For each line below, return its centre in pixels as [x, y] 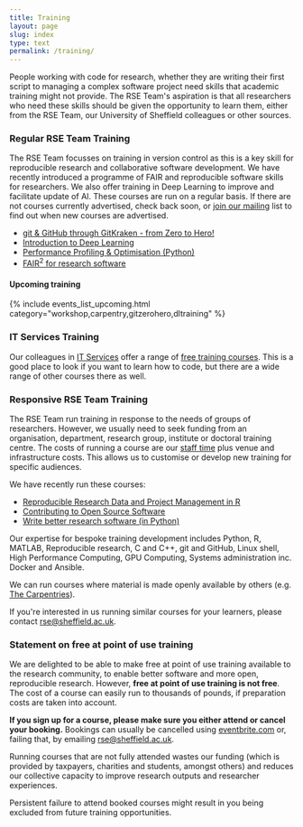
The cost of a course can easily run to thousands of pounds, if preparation [147, 693]
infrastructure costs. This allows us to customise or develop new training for [151, 457]
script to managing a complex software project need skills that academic [144, 87]
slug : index [32, 34]
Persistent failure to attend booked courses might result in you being [137, 803]
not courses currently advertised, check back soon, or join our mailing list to [151, 206]
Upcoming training [45, 284]
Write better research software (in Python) [101, 520]
